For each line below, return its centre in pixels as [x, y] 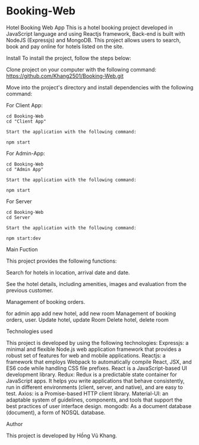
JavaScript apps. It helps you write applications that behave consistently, [96, 381]
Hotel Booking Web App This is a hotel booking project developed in [90, 27]
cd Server [18, 217]
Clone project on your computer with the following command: [81, 69]
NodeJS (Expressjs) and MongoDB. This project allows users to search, [94, 40]
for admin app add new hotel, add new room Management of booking [91, 313]
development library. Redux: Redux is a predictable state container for [91, 374]
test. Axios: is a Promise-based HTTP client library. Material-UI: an [87, 393]
